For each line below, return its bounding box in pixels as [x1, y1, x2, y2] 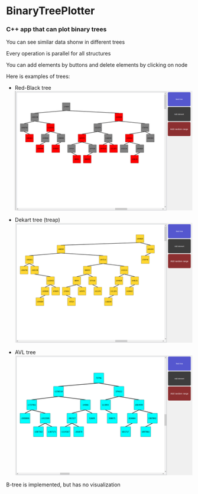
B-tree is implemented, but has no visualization [6, 481, 121, 488]
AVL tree [14, 349, 36, 356]
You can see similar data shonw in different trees [6, 38, 125, 45]
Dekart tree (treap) [14, 217, 60, 224]
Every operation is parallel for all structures [6, 50, 111, 57]
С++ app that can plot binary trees [6, 25, 107, 34]
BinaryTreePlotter [6, 4, 95, 18]
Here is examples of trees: [6, 73, 70, 80]
